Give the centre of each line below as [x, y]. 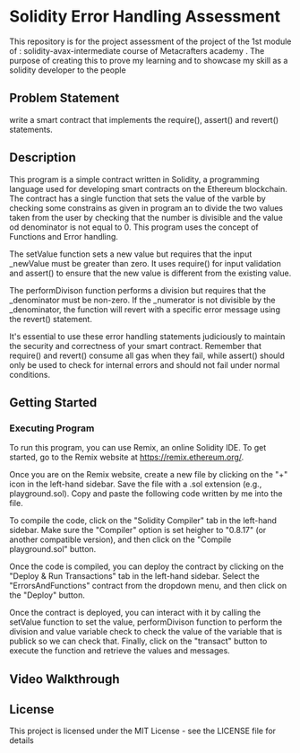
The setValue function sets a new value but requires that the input [131, 254]
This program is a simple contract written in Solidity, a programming [134, 179]
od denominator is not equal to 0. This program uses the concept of [134, 227]
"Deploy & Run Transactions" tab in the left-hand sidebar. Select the [134, 576]
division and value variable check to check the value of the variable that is [146, 632]
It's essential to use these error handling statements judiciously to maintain [147, 336]
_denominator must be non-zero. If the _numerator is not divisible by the [142, 300]
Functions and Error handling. [64, 236]
